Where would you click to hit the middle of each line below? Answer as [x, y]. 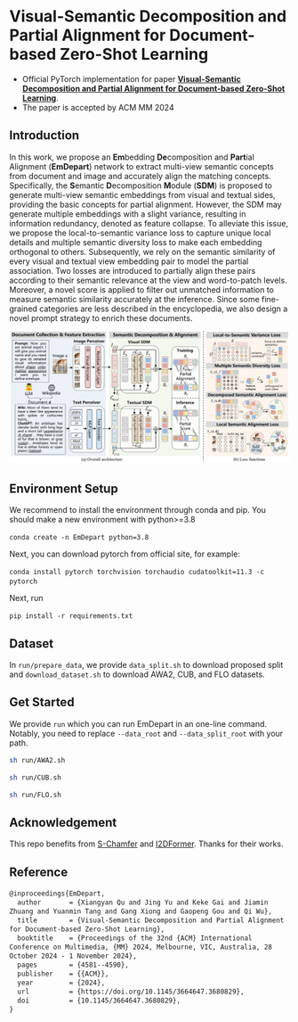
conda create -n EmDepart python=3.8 [79, 538]
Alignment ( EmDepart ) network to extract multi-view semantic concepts [141, 166]
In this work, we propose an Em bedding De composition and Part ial [132, 157]
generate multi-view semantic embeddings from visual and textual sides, [142, 194]
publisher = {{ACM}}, [63, 974]
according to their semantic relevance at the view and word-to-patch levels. [148, 280]
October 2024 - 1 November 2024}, [73, 956]
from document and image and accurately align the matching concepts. [140, 176]
